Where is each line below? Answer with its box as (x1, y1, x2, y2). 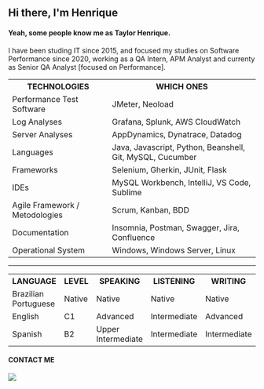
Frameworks (12, 164, 58, 175)
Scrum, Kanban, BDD (112, 204, 190, 215)
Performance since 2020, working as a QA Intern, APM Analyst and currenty (8, 54, 255, 64)
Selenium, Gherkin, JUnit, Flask (112, 164, 227, 175)
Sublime (112, 187, 142, 198)
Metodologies (12, 209, 63, 220)
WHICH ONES (156, 81, 208, 92)
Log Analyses (12, 116, 63, 127)
